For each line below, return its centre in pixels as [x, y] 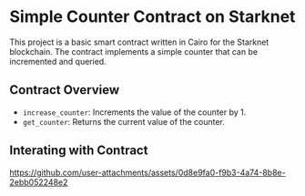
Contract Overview [65, 90]
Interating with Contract [79, 151]
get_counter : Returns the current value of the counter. [124, 121]
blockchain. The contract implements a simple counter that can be [133, 51]
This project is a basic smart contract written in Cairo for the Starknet [139, 42]
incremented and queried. [58, 61]
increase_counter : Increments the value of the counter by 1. [134, 112]
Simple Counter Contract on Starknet [152, 17]
